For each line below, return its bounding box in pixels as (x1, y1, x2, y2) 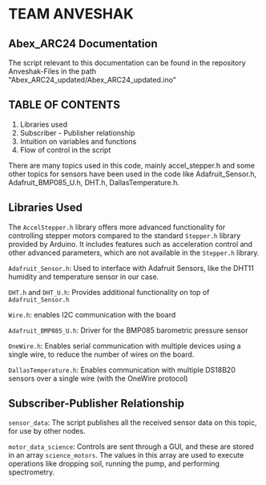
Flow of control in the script (19, 145, 111, 155)
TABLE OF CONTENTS (8, 98, 120, 112)
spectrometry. (8, 467, 54, 477)
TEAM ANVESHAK (8, 5, 134, 23)
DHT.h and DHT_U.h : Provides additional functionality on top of (8, 287, 210, 297)
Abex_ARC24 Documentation (8, 37, 158, 51)
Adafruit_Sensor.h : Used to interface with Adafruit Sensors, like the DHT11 (8, 263, 254, 273)
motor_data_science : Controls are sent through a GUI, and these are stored (8, 442, 254, 451)
